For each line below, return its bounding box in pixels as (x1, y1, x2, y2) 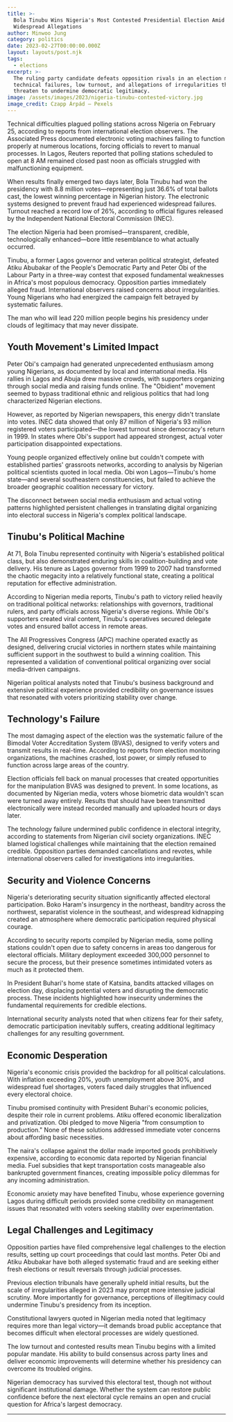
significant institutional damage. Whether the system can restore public (7, 1385, 212, 1394)
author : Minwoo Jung (7, 29, 67, 37)
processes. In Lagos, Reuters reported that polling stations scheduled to (7, 149, 214, 157)
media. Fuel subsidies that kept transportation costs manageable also (7, 1161, 206, 1169)
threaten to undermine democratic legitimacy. (13, 88, 150, 94)
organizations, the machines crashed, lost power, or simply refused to (7, 754, 207, 762)
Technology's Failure (7, 713, 101, 725)
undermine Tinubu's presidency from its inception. (7, 1300, 152, 1309)
